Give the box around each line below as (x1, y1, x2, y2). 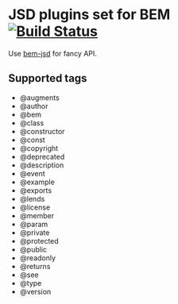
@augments (19, 93, 60, 102)
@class (19, 117, 44, 128)
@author (19, 101, 48, 110)
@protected (19, 236, 60, 245)
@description (19, 160, 64, 170)
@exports (19, 185, 52, 195)
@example (19, 177, 56, 187)
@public (19, 244, 48, 254)
